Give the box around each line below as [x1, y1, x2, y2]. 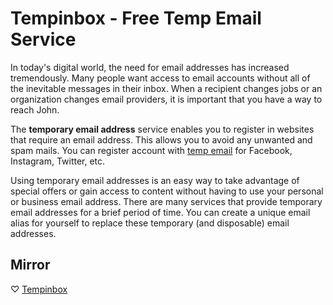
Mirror [10, 257, 51, 274]
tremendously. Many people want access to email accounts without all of [10, 72, 311, 84]
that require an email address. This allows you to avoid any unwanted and [10, 133, 313, 146]
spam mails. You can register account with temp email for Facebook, [10, 144, 293, 156]
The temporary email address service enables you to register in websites [10, 123, 315, 135]
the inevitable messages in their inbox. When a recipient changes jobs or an [10, 82, 323, 94]
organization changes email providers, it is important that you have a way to [10, 93, 323, 105]
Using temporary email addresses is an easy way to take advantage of [10, 174, 300, 186]
